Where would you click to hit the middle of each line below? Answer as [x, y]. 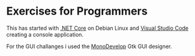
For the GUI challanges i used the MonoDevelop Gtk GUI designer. [89, 46]
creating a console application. [45, 34]
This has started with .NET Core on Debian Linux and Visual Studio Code [97, 28]
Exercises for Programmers [77, 11]
